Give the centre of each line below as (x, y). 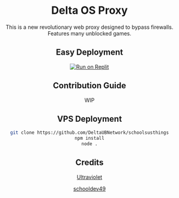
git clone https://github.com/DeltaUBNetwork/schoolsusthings (89, 133)
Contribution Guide (89, 85)
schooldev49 (89, 188)
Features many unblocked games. (89, 33)
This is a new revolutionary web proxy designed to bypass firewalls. (89, 27)
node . (89, 144)
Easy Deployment (89, 52)
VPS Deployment (89, 118)
